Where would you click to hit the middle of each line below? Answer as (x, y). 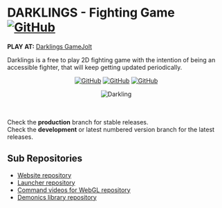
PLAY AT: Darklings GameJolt (49, 46)
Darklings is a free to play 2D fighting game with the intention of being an (111, 59)
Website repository (44, 175)
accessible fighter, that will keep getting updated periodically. (95, 67)
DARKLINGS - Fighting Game (91, 13)
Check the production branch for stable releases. (78, 122)
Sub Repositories (45, 159)
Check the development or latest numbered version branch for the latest (111, 129)
